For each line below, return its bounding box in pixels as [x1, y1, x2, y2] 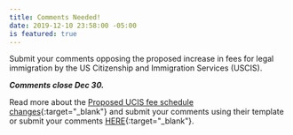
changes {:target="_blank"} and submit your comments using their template [9, 107, 284, 117]
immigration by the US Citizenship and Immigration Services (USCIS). [9, 63, 263, 73]
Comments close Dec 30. [9, 80, 105, 91]
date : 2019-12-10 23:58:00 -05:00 [9, 21, 138, 30]
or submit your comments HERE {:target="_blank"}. [9, 116, 194, 126]
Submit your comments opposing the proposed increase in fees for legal [9, 54, 274, 64]
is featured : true [9, 29, 77, 38]
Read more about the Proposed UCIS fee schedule [9, 97, 194, 108]
